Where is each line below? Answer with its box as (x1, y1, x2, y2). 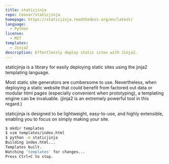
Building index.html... (5, 140, 56, 145)
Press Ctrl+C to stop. (5, 154, 53, 159)
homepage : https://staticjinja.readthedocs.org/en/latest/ (5, 17, 133, 22)
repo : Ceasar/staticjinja (5, 12, 60, 17)
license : (5, 31, 24, 36)
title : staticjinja (5, 7, 47, 13)
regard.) (5, 101, 22, 107)
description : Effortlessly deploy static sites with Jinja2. (5, 50, 138, 55)
